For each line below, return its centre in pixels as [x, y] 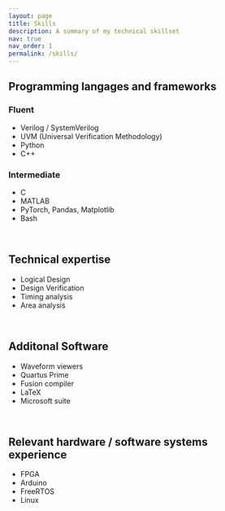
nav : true [25, 39]
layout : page [30, 16]
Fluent [22, 110]
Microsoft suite [45, 400]
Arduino [33, 483]
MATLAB [35, 201]
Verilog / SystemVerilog [59, 128]
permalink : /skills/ [43, 54]
